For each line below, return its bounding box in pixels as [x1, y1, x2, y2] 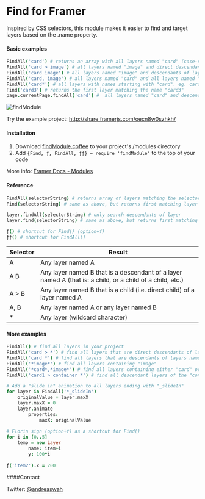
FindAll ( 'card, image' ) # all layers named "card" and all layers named [6, 75, 195, 82]
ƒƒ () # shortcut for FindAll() [6, 234, 86, 240]
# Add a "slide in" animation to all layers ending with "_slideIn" [6, 383, 184, 389]
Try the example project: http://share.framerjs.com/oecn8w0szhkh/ [6, 115, 176, 123]
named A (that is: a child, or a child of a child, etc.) [40, 276, 184, 284]
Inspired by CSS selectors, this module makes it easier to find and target [6, 24, 188, 32]
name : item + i [28, 445, 62, 451]
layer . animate [17, 406, 53, 412]
